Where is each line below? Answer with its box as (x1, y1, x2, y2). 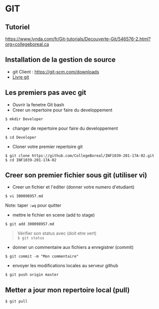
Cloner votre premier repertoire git (12, 144, 83, 150)
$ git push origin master (5, 272, 59, 277)
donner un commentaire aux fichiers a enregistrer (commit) (12, 244, 134, 250)
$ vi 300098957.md (5, 194, 43, 199)
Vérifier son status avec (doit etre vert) (17, 231, 97, 236)
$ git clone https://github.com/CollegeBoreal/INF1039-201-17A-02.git (5, 153, 155, 158)
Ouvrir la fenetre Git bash (12, 101, 65, 107)
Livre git (12, 74, 29, 80)
